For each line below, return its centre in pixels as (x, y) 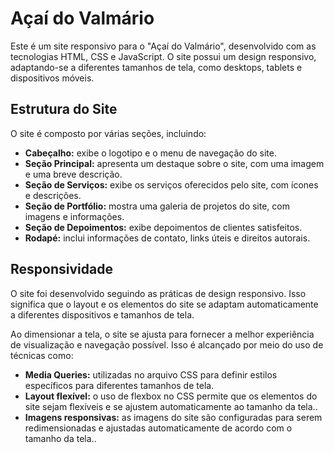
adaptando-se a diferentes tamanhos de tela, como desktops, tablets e (156, 67)
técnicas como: (42, 355)
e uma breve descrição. (73, 174)
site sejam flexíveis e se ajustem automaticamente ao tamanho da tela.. (171, 406)
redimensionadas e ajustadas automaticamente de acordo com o (158, 428)
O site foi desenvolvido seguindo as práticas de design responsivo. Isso (158, 293)
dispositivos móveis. (52, 78)
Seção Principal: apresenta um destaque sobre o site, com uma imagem (174, 163)
